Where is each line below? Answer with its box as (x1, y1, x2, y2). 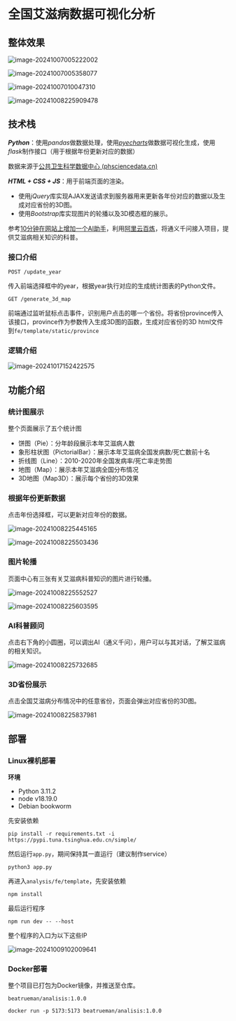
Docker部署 (8, 963, 48, 973)
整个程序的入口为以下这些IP (8, 931, 88, 940)
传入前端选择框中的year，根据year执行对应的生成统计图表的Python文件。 (8, 282, 220, 290)
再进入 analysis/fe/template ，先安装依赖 (8, 877, 127, 885)
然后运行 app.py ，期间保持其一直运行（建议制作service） (8, 849, 171, 858)
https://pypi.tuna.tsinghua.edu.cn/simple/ (8, 836, 137, 844)
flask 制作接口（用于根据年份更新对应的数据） (8, 147, 139, 155)
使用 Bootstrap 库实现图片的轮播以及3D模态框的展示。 (18, 209, 172, 217)
